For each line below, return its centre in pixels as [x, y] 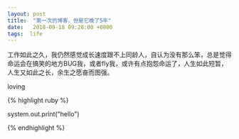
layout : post [27, 14]
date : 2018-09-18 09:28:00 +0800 [60, 27]
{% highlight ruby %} [38, 101]
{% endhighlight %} [36, 128]
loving [16, 87]
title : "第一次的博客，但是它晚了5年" [59, 21]
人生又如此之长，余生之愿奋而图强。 [60, 72]
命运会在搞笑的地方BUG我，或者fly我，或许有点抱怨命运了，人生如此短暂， [117, 64]
